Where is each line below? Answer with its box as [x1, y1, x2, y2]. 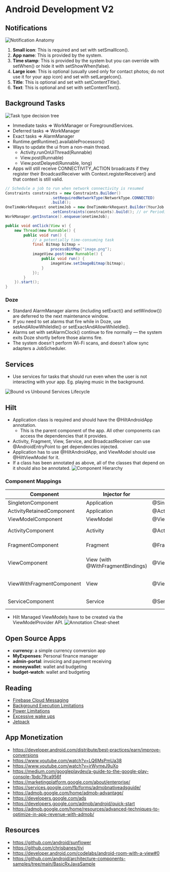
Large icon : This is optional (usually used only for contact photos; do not [12, 68, 164, 74]
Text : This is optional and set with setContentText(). [12, 84, 120, 91]
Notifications [5, 24, 48, 32]
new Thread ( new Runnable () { [14, 228, 76, 233]
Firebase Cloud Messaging [12, 697, 69, 704]
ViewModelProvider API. [12, 620, 64, 626]
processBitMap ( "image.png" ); [50, 247, 112, 252]
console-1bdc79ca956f [12, 773, 62, 779]
